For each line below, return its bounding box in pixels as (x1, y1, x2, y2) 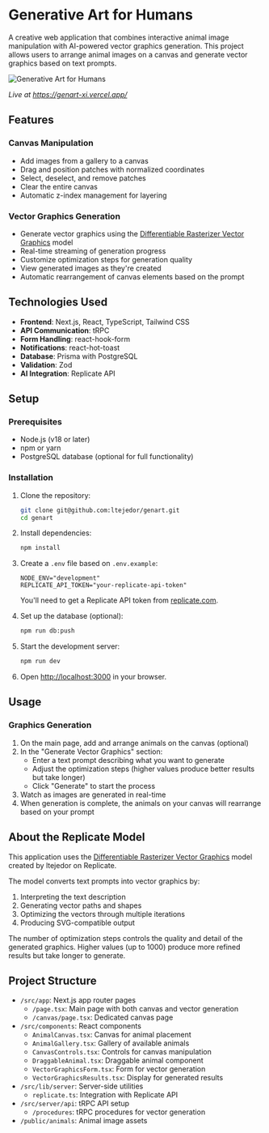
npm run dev (19, 658, 61, 666)
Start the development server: (19, 641, 120, 651)
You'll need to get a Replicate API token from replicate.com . (19, 595, 219, 605)
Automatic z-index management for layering (19, 190, 167, 200)
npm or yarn (19, 443, 61, 453)
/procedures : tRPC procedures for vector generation (32, 1107, 206, 1117)
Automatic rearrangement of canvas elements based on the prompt (19, 271, 245, 281)
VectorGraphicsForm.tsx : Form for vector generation (32, 1064, 206, 1074)
